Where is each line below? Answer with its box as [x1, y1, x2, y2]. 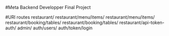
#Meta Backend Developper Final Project [5, 5, 91, 10]
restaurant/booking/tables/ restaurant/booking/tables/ [5, 20, 118, 25]
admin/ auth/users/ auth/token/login [17, 25, 93, 31]
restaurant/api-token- [119, 20, 165, 25]
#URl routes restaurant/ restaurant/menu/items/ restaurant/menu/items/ [5, 14, 155, 20]
